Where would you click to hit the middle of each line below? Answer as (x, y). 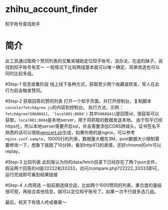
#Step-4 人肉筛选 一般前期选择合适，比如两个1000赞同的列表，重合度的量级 (83, 185)
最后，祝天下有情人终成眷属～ (36, 202)
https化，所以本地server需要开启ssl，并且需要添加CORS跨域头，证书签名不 (83, 126)
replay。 (14, 151)
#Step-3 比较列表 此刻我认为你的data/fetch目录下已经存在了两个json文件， (82, 162)
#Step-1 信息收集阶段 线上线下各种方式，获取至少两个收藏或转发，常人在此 (82, 84)
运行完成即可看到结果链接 (31, 174)
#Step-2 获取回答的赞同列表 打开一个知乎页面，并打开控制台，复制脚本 (78, 101)
